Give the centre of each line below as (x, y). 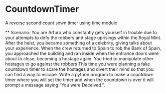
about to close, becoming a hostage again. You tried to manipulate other (79, 58)
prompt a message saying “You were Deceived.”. (55, 85)
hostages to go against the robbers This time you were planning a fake (78, 64)
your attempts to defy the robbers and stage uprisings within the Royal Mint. (83, 38)
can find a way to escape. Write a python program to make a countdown (79, 74)
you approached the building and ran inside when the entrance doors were (82, 53)
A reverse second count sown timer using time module (61, 23)
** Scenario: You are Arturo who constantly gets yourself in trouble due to (81, 32)
